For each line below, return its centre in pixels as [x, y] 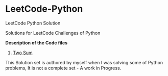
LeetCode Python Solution [33, 23]
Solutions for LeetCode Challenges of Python [53, 33]
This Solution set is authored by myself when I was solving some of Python [84, 62]
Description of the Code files [37, 43]
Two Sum [23, 53]
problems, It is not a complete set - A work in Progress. [63, 68]
